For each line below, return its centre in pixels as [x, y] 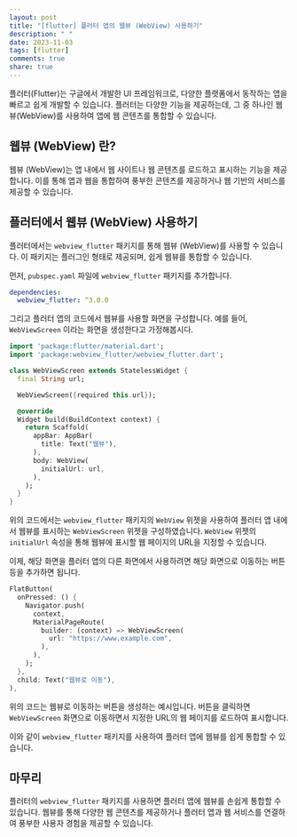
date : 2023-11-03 [41, 42]
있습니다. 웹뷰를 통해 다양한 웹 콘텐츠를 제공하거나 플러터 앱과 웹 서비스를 [136, 812]
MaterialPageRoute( [68, 622]
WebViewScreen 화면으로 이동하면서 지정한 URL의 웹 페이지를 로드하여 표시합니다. [149, 717]
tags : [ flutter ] [39, 51]
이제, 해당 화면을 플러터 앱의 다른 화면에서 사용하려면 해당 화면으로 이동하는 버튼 [148, 562]
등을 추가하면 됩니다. [45, 572]
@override [35, 411]
